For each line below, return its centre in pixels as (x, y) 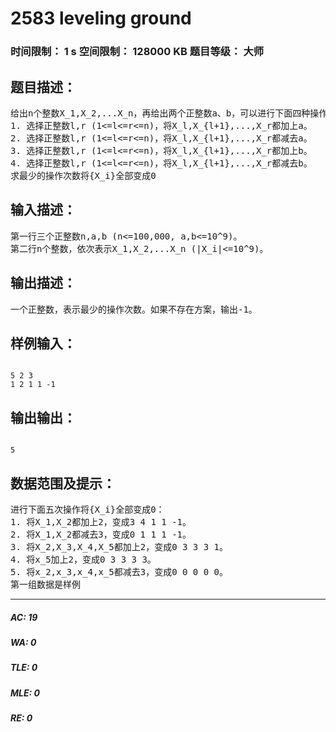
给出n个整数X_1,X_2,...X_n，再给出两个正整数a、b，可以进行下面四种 (160, 113)
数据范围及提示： (63, 483)
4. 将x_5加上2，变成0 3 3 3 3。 (83, 559)
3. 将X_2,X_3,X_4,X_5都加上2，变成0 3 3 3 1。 (119, 546)
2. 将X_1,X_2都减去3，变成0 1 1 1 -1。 (101, 534)
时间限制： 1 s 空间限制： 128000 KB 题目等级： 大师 (137, 52)
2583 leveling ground (101, 18)
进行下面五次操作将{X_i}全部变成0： (87, 509)
